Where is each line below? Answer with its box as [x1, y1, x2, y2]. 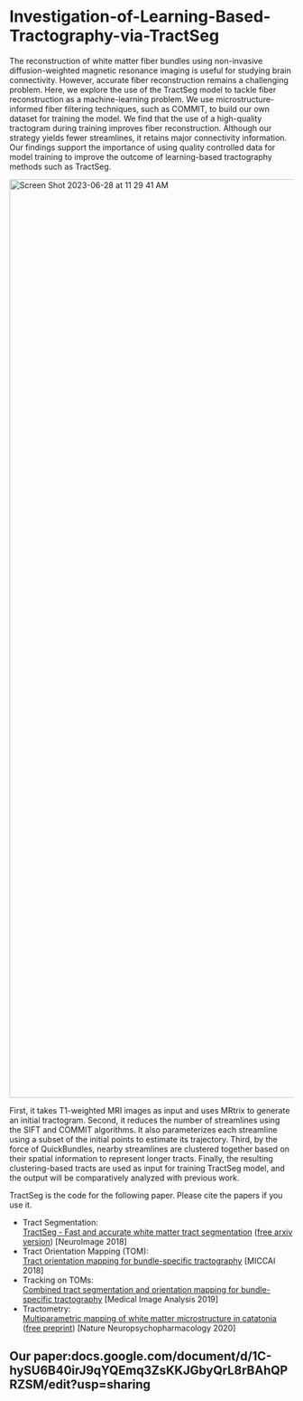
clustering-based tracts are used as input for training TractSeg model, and [9, 1162, 286, 1173]
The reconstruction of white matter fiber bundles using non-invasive [9, 55, 263, 66]
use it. [9, 1199, 32, 1210]
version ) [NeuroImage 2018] [22, 1236, 128, 1246]
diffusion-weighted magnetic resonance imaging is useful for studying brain [9, 65, 291, 76]
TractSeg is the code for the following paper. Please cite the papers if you [9, 1189, 283, 1200]
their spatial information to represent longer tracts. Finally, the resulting [9, 1152, 273, 1163]
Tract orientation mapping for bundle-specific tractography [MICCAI [22, 1255, 276, 1266]
